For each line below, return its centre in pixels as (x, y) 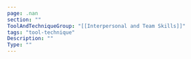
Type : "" (20, 45)
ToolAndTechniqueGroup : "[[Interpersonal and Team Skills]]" (97, 26)
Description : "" (30, 39)
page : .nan (23, 13)
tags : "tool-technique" (41, 32)
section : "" (24, 20)
